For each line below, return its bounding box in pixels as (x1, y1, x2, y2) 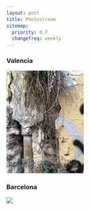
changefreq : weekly (12, 35, 62, 42)
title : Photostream (6, 16, 56, 23)
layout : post (6, 10, 40, 16)
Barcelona (6, 183, 38, 192)
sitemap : (6, 23, 29, 29)
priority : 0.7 (12, 29, 48, 35)
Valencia (6, 57, 33, 65)
